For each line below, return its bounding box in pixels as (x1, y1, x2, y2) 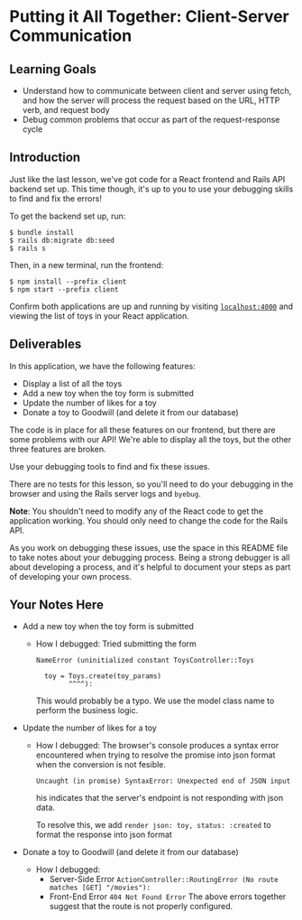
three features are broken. (9, 443, 106, 454)
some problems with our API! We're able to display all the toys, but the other (9, 433, 291, 444)
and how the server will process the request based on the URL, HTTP (22, 95, 280, 106)
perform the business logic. (35, 705, 139, 716)
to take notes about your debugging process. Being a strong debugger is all (9, 552, 290, 562)
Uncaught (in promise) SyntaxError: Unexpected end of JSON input (35, 776, 291, 786)
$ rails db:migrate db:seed (9, 236, 115, 245)
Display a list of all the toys (22, 377, 123, 389)
